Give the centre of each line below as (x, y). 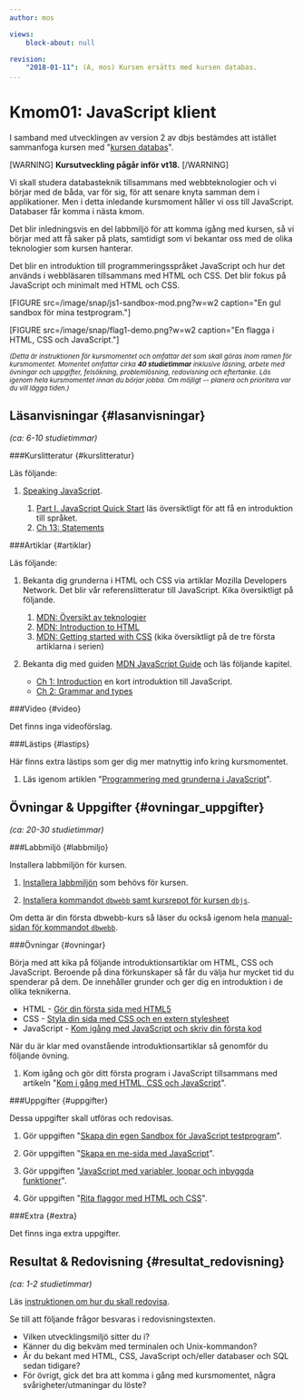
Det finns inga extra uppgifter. (65, 1233)
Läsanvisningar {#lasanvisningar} (108, 416)
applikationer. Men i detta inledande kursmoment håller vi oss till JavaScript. (152, 202)
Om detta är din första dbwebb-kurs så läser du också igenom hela (135, 918)
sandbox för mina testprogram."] (70, 313)
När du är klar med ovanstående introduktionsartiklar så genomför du (139, 1046)
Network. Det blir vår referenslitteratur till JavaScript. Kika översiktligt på (158, 590)
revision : (28, 59)
